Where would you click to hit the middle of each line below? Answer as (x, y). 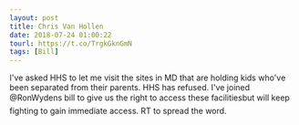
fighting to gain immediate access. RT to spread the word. (118, 111)
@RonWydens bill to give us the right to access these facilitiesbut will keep (149, 98)
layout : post (34, 18)
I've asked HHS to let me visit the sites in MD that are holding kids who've (148, 78)
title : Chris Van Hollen (57, 26)
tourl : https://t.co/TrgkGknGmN (71, 43)
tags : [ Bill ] (34, 52)
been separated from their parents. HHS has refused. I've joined (130, 88)
